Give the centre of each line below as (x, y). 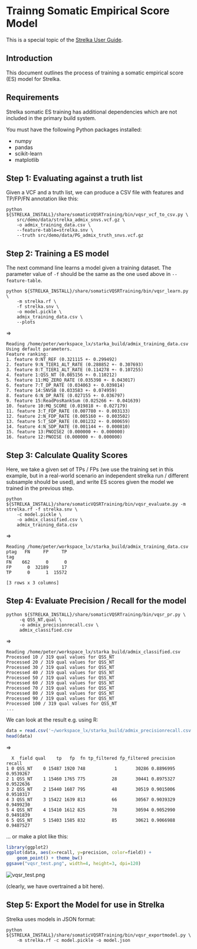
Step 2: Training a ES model (58, 253)
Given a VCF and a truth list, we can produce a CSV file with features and (95, 193)
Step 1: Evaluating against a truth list (74, 178)
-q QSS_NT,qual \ (40, 620)
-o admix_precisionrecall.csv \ (59, 625)
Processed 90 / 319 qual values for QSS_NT (60, 698)
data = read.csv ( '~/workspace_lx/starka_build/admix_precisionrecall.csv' (100, 730)
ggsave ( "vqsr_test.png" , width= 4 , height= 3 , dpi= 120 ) (74, 864)
